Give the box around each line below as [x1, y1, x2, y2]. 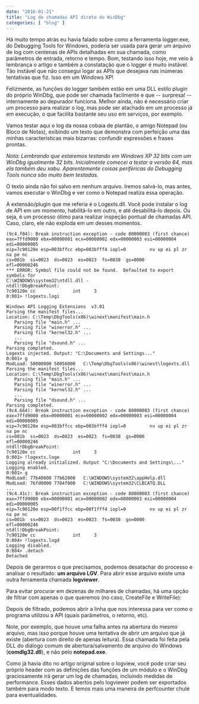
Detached [6, 553, 28, 559]
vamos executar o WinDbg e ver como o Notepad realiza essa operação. [6, 189, 184, 196]
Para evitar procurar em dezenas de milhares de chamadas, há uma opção [6, 588, 189, 595]
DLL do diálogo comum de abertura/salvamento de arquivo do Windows [6, 642, 182, 649]
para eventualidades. [6, 692, 58, 699]
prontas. [6, 141, 27, 148]
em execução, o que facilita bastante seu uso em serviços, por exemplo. [6, 110, 184, 118]
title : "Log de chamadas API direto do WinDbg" [6, 14, 127, 20]
